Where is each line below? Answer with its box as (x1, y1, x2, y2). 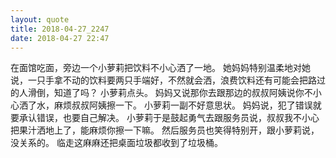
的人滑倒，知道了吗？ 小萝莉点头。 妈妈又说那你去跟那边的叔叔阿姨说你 (10, 87, 305, 99)
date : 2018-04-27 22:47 (10, 33, 110, 43)
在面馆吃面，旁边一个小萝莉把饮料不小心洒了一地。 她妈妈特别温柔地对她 (10, 62, 311, 74)
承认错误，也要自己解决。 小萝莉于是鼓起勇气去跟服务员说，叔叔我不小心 (18, 112, 320, 124)
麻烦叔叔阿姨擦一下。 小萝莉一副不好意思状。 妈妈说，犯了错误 (53, 99, 313, 111)
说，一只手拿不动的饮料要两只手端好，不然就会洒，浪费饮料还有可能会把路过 (10, 74, 326, 86)
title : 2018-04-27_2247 (10, 24, 110, 34)
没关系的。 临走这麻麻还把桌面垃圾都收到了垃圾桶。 (10, 137, 223, 149)
